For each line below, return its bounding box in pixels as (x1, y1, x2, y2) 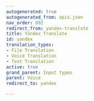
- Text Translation (6, 58, 54, 64)
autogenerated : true (6, 8, 57, 15)
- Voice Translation (6, 53, 57, 59)
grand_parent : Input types (6, 70, 73, 75)
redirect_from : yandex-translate (6, 25, 89, 31)
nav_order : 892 (6, 20, 44, 26)
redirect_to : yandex (6, 81, 57, 87)
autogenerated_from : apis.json (6, 14, 83, 20)
